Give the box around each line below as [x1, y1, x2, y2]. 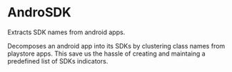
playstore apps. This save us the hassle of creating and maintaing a [7, 49, 206, 58]
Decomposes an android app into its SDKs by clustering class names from [7, 41, 226, 50]
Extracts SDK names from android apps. [7, 28, 126, 36]
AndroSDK [7, 4, 71, 21]
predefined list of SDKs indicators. [7, 56, 109, 65]
